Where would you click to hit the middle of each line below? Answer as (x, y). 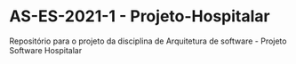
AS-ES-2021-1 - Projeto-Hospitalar (140, 16)
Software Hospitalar (46, 50)
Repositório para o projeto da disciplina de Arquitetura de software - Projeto (148, 41)
